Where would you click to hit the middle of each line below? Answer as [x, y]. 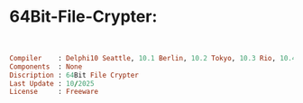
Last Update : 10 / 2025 [52, 83]
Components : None [46, 66]
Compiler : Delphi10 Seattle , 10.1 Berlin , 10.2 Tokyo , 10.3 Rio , [143, 58]
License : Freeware [54, 92]
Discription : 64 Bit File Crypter [74, 75]
